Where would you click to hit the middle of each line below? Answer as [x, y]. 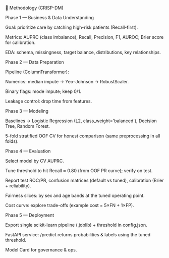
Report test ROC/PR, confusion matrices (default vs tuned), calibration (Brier [84, 180]
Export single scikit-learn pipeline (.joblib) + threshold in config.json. [76, 225]
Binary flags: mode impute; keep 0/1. [43, 91]
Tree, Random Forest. [28, 126]
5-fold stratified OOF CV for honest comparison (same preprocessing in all [83, 136]
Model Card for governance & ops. [41, 250]
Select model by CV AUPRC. [35, 161]
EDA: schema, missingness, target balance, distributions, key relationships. [83, 52]
